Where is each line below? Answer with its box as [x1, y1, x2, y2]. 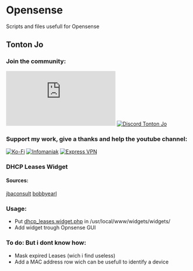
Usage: [6, 204, 27, 213]
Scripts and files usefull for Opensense [6, 23, 100, 30]
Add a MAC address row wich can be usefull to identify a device [14, 258, 169, 265]
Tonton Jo [6, 40, 44, 50]
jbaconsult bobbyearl [6, 190, 57, 197]
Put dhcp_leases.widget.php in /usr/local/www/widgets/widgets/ [14, 218, 171, 225]
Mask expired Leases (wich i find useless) [14, 252, 115, 259]
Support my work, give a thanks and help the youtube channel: [6, 135, 188, 143]
